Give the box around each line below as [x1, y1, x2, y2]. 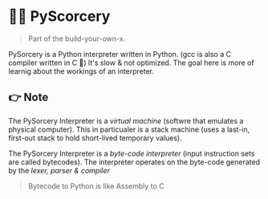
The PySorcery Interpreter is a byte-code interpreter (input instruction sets [8, 148, 255, 158]
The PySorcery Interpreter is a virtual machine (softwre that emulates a [8, 116, 244, 125]
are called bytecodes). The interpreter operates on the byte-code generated [8, 156, 261, 167]
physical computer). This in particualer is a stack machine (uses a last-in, [8, 124, 250, 134]
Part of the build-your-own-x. [27, 34, 126, 43]
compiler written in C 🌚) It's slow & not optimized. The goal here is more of [8, 58, 254, 67]
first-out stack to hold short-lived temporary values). [8, 132, 182, 143]
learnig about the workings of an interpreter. [8, 66, 155, 75]
